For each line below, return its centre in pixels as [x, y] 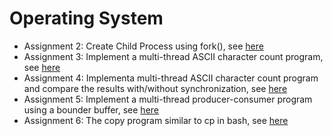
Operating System [86, 18]
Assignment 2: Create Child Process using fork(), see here [143, 46]
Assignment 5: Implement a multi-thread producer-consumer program [168, 99]
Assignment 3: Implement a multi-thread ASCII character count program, [173, 56]
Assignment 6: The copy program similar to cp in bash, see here [156, 120]
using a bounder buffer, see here [91, 109]
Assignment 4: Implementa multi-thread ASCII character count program [171, 78]
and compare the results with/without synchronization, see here [155, 88]
